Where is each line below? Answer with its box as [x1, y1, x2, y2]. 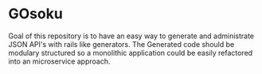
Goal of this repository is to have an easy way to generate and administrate [8, 31, 255, 41]
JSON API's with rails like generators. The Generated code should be [8, 39, 235, 49]
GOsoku [8, 5, 64, 23]
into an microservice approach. [8, 56, 111, 66]
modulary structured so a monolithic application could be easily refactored [8, 48, 253, 57]
